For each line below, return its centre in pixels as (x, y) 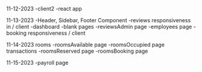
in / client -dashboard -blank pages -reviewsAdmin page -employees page (99, 27)
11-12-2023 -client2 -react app (44, 9)
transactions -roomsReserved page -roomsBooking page (77, 51)
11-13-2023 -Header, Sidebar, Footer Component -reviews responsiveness (99, 20)
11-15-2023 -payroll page (37, 63)
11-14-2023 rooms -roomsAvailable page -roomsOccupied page (85, 45)
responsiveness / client (57, 33)
